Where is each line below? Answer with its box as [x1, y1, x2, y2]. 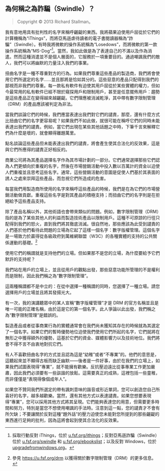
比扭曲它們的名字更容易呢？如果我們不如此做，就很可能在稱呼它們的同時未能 [5, 118, 160, 124]
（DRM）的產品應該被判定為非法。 [5, 101, 75, 107]
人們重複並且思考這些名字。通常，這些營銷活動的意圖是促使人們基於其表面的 [5, 169, 160, 176]
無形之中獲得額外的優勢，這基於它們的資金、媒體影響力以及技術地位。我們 [5, 335, 156, 341]
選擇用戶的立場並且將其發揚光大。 [5, 290, 74, 295]
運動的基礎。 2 [9, 239, 38, 246]
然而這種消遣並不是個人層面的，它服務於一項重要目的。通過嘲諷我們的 [13, 54, 156, 60]
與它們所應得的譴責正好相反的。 [5, 147, 70, 152]
